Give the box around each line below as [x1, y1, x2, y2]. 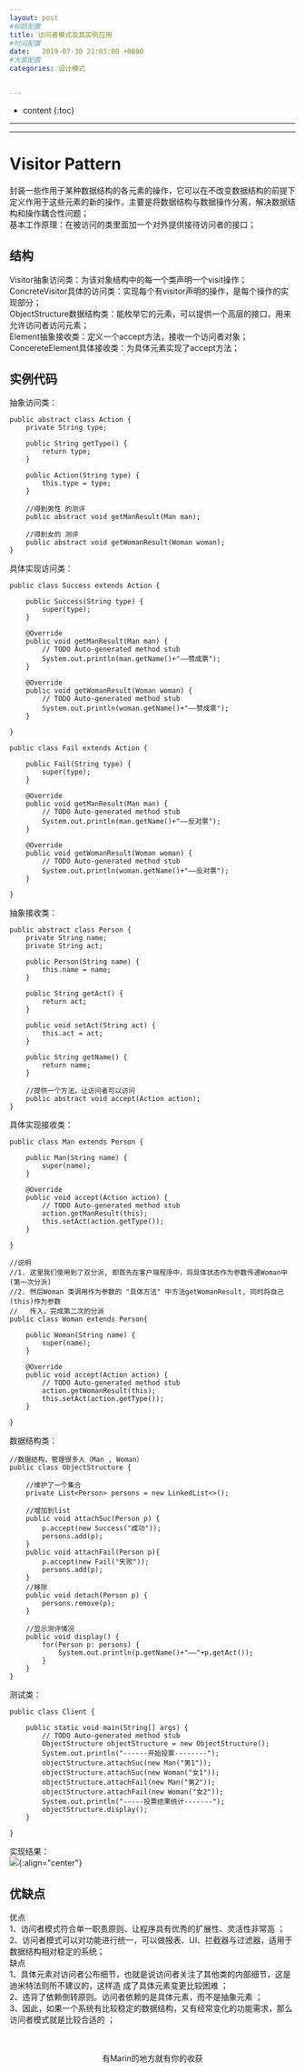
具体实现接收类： [9, 1119, 74, 1130]
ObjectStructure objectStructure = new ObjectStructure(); [42, 1739, 271, 1748]
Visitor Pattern [9, 154, 122, 175]
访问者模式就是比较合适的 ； [9, 2015, 115, 2026]
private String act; [25, 942, 103, 951]
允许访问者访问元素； [9, 319, 89, 330]
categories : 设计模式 [9, 65, 86, 74]
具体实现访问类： [9, 563, 74, 574]
